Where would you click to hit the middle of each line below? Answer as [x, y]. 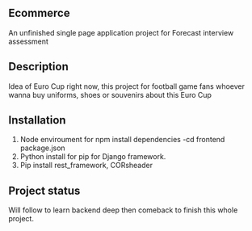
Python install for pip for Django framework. [93, 157]
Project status [44, 190]
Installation [37, 120]
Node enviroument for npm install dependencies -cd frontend [122, 140]
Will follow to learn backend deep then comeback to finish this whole [123, 210]
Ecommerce [39, 13]
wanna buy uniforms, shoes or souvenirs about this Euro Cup [110, 94]
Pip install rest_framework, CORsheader [86, 166]
